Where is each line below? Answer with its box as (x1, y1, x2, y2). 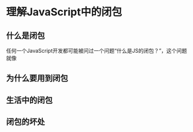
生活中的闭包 (6, 95, 53, 105)
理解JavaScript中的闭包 (6, 5, 122, 19)
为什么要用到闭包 (6, 73, 68, 83)
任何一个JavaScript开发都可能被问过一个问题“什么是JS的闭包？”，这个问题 (6, 48, 187, 54)
